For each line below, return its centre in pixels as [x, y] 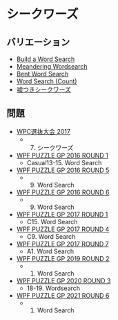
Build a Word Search [46, 59]
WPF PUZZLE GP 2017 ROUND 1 [62, 214]
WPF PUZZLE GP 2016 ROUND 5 [63, 170]
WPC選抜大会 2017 [43, 131]
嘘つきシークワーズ [44, 90]
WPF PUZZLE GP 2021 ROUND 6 [63, 295]
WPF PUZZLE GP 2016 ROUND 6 [63, 192]
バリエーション [38, 42]
